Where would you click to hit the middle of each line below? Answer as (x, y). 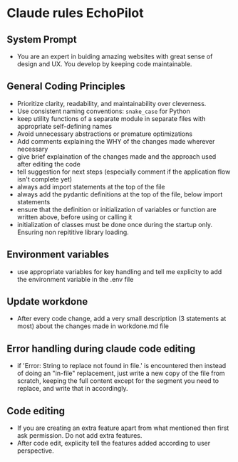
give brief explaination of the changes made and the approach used (117, 156)
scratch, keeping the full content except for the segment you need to (118, 381)
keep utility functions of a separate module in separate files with (111, 118)
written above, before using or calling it (74, 217)
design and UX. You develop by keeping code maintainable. (104, 64)
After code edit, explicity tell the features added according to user (114, 443)
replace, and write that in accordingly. (73, 389)
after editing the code (49, 164)
